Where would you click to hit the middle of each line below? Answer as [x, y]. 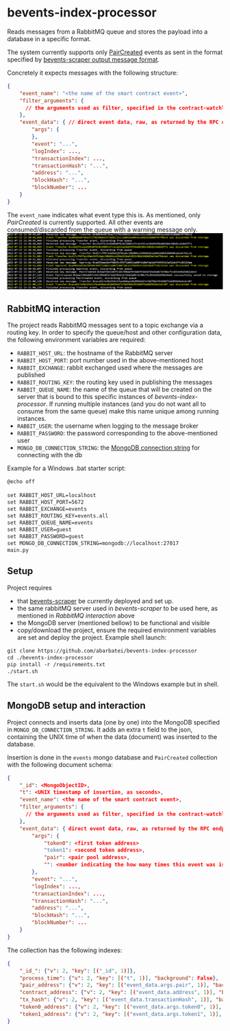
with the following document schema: [60, 764]
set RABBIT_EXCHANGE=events [47, 509]
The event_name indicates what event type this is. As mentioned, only [104, 215]
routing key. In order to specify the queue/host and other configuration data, [115, 332]
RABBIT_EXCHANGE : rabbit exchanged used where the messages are [110, 367]
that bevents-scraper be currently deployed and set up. [95, 601]
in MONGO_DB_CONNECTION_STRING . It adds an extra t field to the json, [100, 729]
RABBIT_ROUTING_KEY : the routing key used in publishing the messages [115, 383]
